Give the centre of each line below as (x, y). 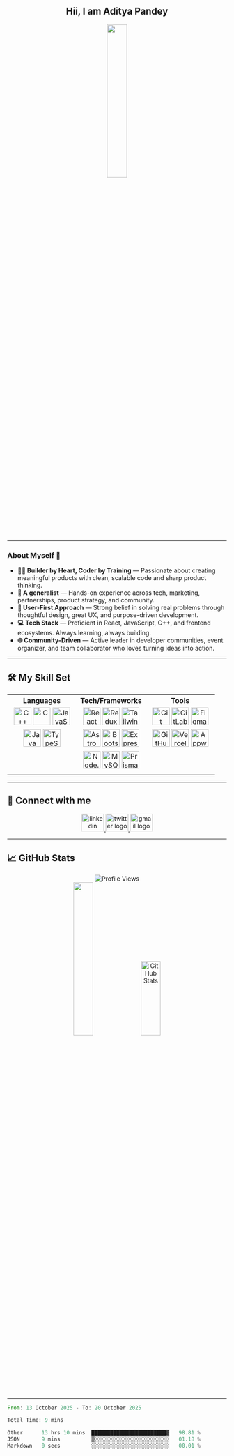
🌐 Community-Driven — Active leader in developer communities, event (120, 640)
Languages (42, 700)
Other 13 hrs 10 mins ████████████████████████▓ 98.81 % (104, 1433)
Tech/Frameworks (111, 700)
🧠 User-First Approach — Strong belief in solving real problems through (121, 608)
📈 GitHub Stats (41, 858)
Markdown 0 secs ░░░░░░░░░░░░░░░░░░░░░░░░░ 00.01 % (104, 1446)
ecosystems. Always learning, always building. (84, 633)
